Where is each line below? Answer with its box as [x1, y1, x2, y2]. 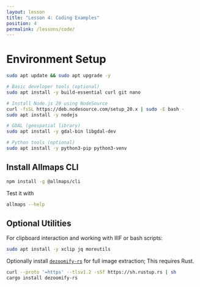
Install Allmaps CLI [6, 162, 79, 173]
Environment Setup [6, 53, 106, 66]
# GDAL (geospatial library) [6, 123, 81, 129]
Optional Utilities [6, 218, 72, 228]
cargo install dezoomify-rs [6, 275, 78, 281]
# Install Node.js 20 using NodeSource [6, 100, 108, 106]
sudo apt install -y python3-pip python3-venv [6, 145, 127, 152]
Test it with [6, 189, 34, 196]
